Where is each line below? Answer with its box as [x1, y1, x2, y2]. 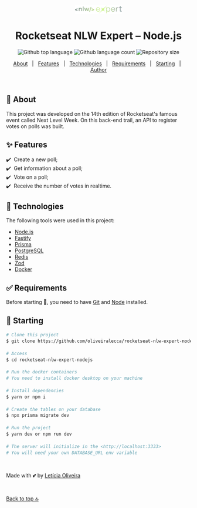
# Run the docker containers [6, 369, 77, 375]
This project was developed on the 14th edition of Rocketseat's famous [6, 110, 178, 117]
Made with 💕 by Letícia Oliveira [6, 472, 81, 479]
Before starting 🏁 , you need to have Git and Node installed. [6, 299, 148, 306]
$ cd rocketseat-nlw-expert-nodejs [6, 357, 93, 363]
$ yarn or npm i [6, 394, 46, 400]
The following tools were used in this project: [6, 217, 115, 224]
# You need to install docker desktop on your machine [6, 375, 143, 382]
